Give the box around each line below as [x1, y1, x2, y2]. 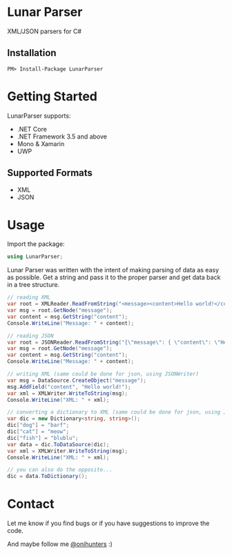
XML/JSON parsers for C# [7, 27, 81, 35]
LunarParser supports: [7, 112, 71, 120]
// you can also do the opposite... [7, 466, 113, 473]
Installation [7, 47, 57, 59]
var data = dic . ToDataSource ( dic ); [7, 441, 110, 448]
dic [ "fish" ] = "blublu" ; [7, 434, 79, 441]
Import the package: [7, 240, 65, 248]
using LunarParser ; [7, 254, 64, 261]
